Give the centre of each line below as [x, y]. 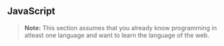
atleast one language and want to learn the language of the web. [117, 35]
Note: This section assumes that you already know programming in [120, 27]
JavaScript [31, 11]
